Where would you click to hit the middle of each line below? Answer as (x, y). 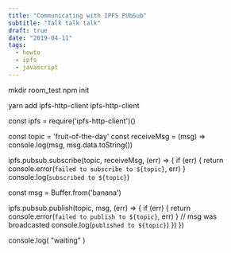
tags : (17, 45)
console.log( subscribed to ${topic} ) (69, 177)
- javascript (37, 68)
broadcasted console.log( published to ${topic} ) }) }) (96, 224)
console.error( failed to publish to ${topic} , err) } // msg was (112, 216)
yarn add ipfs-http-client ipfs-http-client (74, 105)
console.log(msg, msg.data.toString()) (71, 145)
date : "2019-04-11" (40, 38)
